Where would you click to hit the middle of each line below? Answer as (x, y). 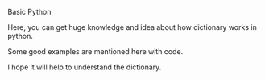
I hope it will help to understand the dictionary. (85, 67)
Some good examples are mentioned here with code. (95, 51)
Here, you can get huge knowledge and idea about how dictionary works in (132, 27)
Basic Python (29, 12)
